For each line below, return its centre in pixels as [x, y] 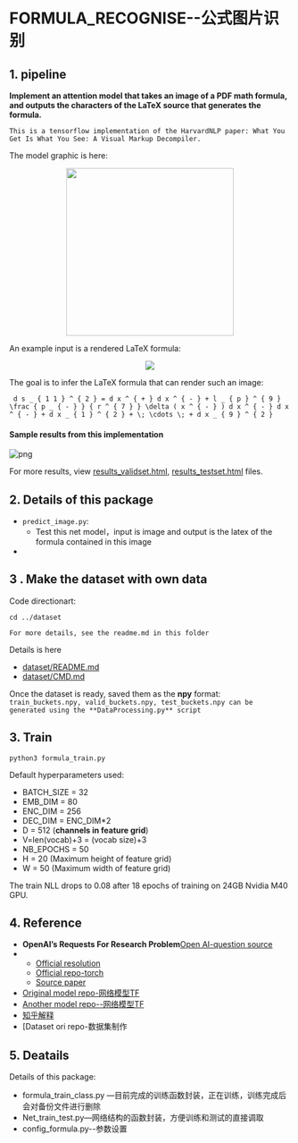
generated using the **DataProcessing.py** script [105, 710]
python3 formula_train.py [57, 758]
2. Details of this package [81, 500]
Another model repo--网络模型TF [83, 1004]
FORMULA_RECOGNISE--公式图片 [137, 18]
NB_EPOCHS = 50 [55, 849]
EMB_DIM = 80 [50, 801]
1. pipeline [38, 74]
